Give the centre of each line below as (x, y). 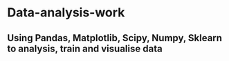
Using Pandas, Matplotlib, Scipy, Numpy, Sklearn (115, 38)
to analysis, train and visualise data (85, 48)
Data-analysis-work (66, 13)
